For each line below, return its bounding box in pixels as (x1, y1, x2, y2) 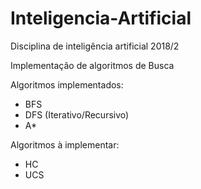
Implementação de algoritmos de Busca (10, 59, 175, 71)
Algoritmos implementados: (10, 78, 124, 91)
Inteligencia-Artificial (10, 7, 192, 30)
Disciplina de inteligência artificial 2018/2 (10, 40, 180, 52)
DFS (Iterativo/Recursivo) (24, 108, 130, 121)
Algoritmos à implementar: (10, 138, 120, 151)
